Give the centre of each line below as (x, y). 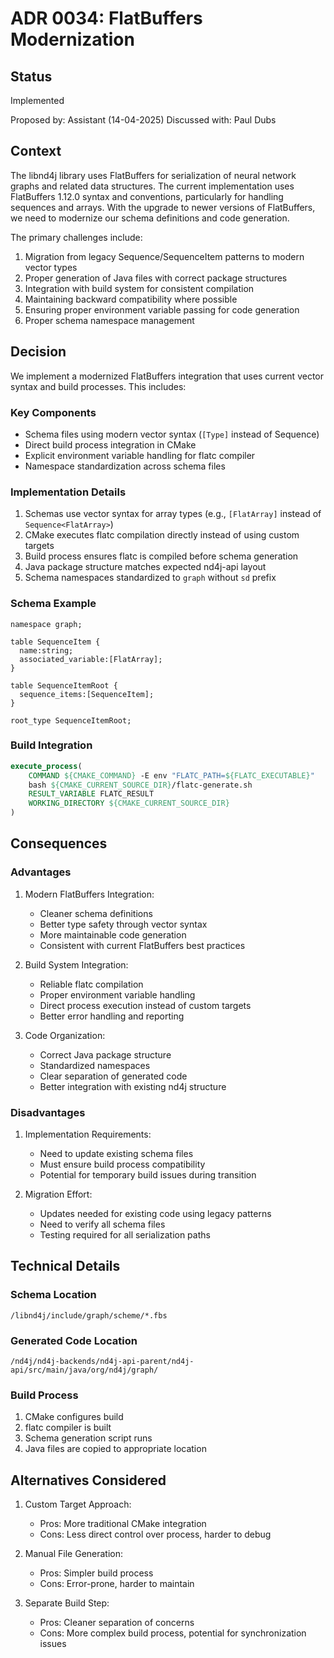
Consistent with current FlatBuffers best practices (142, 945)
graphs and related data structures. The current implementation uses (152, 186)
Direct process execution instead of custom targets (145, 1005)
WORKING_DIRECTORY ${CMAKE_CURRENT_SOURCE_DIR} (129, 803)
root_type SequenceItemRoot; (71, 720)
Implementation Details (68, 492)
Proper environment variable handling (117, 994)
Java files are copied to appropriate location (115, 1449)
